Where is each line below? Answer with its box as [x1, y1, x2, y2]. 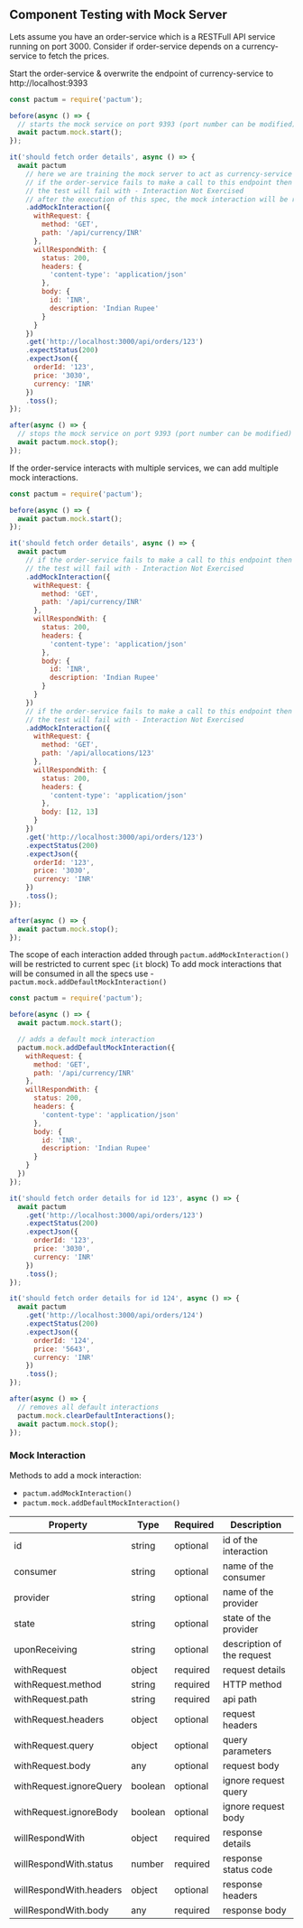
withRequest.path [14, 1692, 88, 1705]
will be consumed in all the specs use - [9, 968, 155, 979]
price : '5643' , [32, 1345, 91, 1354]
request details [222, 1663, 286, 1676]
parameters [222, 1745, 272, 1757]
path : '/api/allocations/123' [41, 749, 155, 758]
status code [222, 1863, 273, 1876]
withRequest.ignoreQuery [14, 1779, 123, 1792]
